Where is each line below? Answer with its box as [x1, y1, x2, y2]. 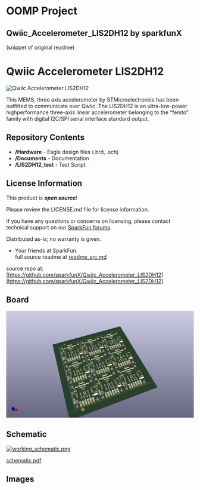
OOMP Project [6, 4, 78, 18]
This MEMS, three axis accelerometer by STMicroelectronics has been [6, 96, 179, 103]
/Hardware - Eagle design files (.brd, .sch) [14, 148, 119, 155]
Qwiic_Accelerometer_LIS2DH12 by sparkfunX [6, 28, 183, 38]
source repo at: [6, 265, 43, 272]
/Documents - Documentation [14, 154, 89, 162]
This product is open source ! [6, 194, 77, 201]
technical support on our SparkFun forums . [6, 223, 112, 231]
